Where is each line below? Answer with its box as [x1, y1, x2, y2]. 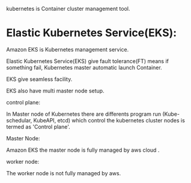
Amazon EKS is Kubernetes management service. [6, 46, 129, 53]
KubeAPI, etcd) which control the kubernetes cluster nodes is [33, 116, 185, 124]
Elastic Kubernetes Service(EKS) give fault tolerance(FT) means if [6, 57, 169, 65]
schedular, [6, 116, 32, 124]
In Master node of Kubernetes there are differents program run [6, 110, 162, 118]
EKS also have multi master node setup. [6, 87, 105, 94]
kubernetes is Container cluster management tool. [6, 5, 130, 12]
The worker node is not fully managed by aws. [6, 169, 121, 176]
